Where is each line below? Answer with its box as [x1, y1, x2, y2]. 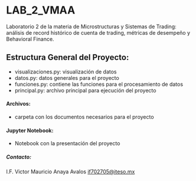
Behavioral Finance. [6, 35, 54, 42]
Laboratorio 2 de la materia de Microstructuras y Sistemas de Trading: [6, 23, 177, 30]
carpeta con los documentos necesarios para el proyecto [14, 113, 155, 120]
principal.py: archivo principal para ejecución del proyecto [14, 86, 156, 94]
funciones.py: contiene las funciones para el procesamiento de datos [14, 81, 184, 88]
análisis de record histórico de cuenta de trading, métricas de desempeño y [6, 29, 191, 36]
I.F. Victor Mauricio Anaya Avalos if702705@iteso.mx [6, 168, 135, 175]
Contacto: [6, 153, 32, 160]
